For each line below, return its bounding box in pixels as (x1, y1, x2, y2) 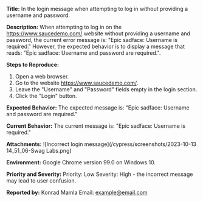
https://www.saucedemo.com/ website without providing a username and (6, 30, 190, 37)
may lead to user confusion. (6, 177, 77, 184)
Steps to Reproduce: (6, 61, 60, 68)
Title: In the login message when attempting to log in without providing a (6, 5, 188, 12)
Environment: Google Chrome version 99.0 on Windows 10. (6, 159, 156, 166)
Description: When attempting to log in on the (6, 24, 122, 30)
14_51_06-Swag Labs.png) (6, 147, 72, 154)
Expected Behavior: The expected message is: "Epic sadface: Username (6, 104, 190, 111)
